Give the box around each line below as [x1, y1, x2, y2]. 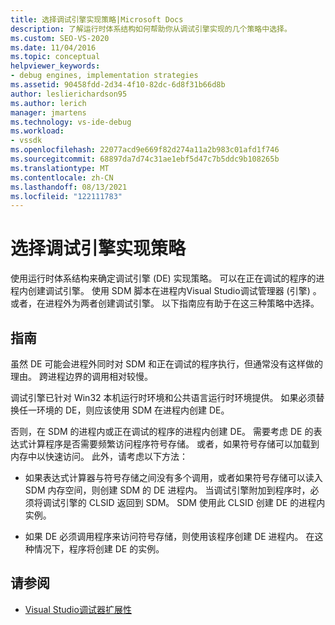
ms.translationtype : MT [10, 163, 110, 173]
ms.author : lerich [10, 98, 87, 108]
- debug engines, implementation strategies [10, 71, 199, 81]
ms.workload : [10, 126, 65, 136]
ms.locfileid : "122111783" [10, 191, 123, 201]
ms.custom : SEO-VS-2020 [10, 33, 110, 43]
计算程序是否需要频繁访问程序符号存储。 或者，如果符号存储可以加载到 [27, 438, 320, 450]
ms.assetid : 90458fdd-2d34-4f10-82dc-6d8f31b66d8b [10, 80, 226, 90]
